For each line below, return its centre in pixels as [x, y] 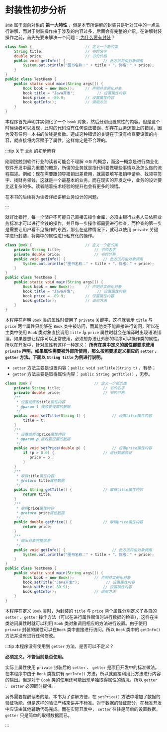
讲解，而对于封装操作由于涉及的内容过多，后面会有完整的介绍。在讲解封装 [85, 31]
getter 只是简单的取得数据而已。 [39, 715]
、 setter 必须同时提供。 [31, 686]
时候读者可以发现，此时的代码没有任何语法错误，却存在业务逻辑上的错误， [81, 128]
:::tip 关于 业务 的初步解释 [31, 151]
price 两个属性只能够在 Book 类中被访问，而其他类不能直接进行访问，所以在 [83, 326]
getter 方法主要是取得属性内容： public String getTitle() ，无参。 [83, 374]
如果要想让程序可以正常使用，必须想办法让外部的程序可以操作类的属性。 [88, 339]
